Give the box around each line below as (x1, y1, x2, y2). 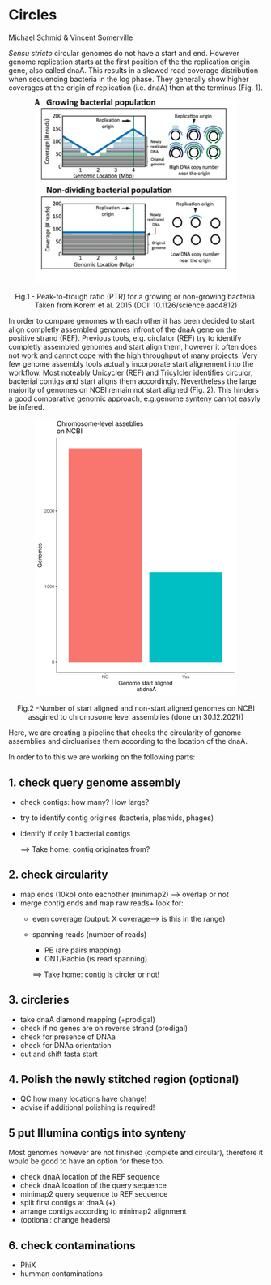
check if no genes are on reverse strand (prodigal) (19, 1023, 188, 1033)
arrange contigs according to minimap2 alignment (19, 1206, 187, 1216)
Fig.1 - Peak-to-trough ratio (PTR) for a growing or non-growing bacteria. (15, 292, 257, 301)
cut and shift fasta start (19, 1049, 99, 1059)
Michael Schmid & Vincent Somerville (8, 32, 133, 42)
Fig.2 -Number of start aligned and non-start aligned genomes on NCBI (17, 703, 255, 713)
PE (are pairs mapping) (44, 945, 121, 955)
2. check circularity (8, 868, 108, 882)
